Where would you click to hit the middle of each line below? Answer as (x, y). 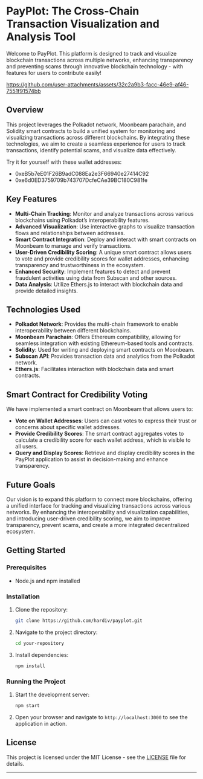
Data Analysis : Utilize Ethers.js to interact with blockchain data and (99, 284)
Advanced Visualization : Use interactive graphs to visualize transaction (105, 226)
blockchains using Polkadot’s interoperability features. (82, 220)
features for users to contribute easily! (54, 73)
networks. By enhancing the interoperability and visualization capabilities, (98, 512)
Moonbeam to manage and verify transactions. (73, 245)
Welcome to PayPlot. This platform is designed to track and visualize (92, 53)
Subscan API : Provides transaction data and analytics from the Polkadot (105, 356)
